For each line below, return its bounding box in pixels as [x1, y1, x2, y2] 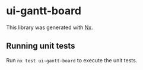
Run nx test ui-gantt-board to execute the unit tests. [6, 56, 138, 63]
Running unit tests [6, 41, 75, 51]
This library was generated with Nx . [6, 24, 93, 31]
